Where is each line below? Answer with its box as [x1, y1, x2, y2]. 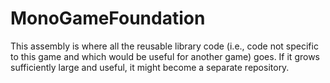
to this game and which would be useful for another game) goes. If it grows [10, 50, 321, 62]
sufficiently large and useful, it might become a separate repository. [10, 61, 290, 73]
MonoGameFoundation [10, 7, 206, 30]
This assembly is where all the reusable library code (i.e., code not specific [10, 40, 319, 52]
